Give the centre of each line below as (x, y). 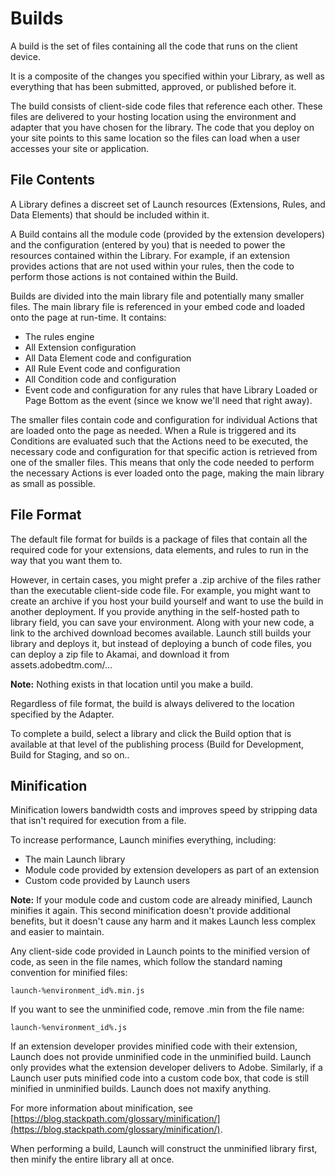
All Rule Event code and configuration (102, 368)
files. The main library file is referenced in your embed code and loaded (158, 306)
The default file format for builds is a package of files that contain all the (159, 539)
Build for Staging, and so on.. (70, 754)
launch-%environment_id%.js (69, 1028)
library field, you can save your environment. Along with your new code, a (162, 622)
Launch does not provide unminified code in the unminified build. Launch (161, 1057)
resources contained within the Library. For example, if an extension (150, 255)
